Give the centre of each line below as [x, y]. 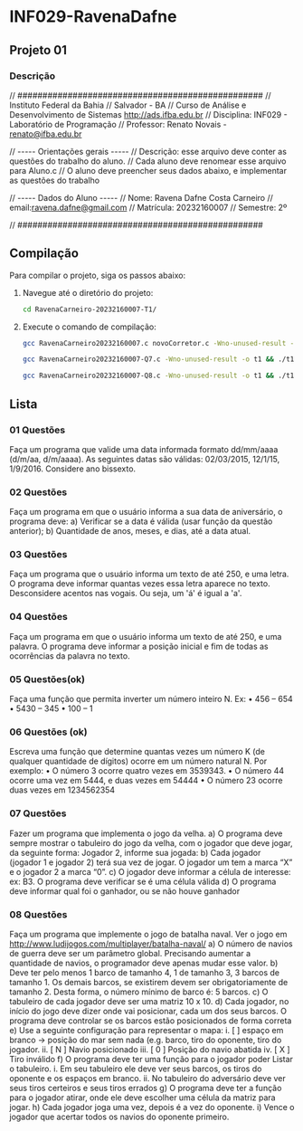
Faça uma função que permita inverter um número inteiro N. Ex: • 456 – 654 [151, 699]
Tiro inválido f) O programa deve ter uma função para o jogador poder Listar [151, 1059]
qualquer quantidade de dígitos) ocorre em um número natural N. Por [138, 761]
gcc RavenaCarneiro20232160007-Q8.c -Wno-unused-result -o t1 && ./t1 [158, 376]
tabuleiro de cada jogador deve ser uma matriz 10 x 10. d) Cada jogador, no [149, 1001]
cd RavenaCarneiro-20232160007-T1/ [90, 309]
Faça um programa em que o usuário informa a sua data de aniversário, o [146, 512]
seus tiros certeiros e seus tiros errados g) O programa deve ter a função [146, 1088]
